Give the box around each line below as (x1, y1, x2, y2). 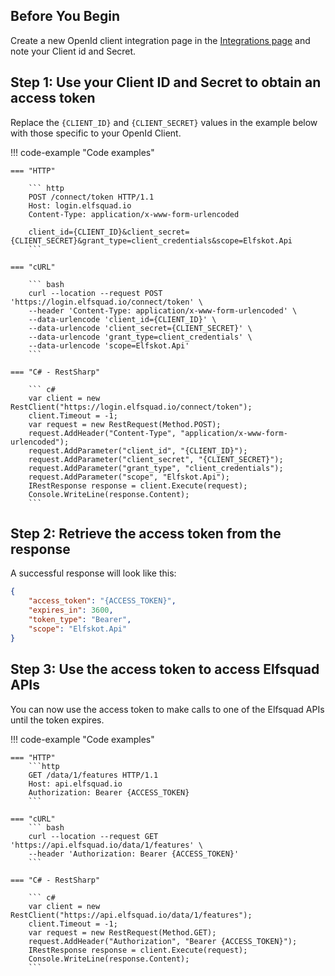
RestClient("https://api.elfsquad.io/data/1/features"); (10, 910, 253, 920)
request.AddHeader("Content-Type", (28, 428, 177, 438)
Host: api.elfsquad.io (28, 779, 123, 789)
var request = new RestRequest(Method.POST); (28, 419, 222, 429)
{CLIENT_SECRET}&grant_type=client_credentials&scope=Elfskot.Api (10, 235, 293, 246)
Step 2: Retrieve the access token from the (10, 525, 282, 543)
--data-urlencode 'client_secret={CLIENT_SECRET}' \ (28, 323, 253, 333)
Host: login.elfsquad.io (28, 200, 132, 211)
